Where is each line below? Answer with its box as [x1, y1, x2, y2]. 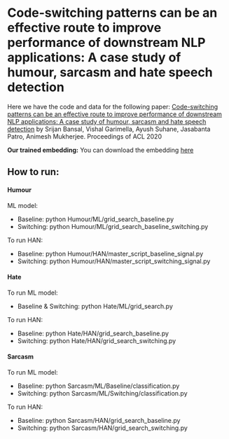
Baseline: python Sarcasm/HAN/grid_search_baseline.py [17, 416, 181, 424]
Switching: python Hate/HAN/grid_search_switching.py [17, 336, 176, 344]
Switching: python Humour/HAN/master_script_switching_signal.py [17, 257, 211, 265]
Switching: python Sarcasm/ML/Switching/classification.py [17, 389, 188, 397]
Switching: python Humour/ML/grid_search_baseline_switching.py [17, 222, 209, 230]
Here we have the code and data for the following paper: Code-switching [7, 102, 218, 111]
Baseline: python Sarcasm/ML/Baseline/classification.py [17, 382, 180, 390]
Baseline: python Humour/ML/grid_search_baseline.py [17, 215, 174, 223]
